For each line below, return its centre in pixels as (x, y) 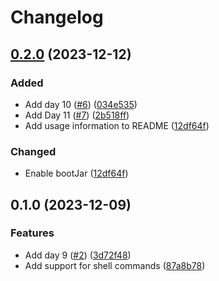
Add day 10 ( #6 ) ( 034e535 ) (81, 104)
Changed (33, 151)
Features (32, 233)
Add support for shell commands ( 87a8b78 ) (115, 265)
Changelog (57, 17)
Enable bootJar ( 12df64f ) (76, 173)
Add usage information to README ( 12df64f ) (117, 125)
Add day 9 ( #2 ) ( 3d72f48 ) (78, 255)
